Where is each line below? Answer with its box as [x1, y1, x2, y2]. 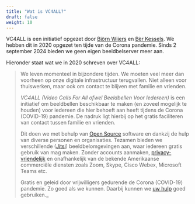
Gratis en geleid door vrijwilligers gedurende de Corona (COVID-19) [20, 179, 183, 186]
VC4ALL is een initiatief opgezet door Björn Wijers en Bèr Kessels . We [6, 36, 175, 43]
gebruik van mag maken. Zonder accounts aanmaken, [20, 149, 151, 156]
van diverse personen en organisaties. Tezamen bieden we [20, 137, 162, 144]
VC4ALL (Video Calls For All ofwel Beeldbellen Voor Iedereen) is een [20, 94, 186, 101]
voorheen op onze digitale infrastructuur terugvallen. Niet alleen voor [20, 77, 187, 84]
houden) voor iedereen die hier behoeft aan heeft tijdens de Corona [20, 106, 183, 114]
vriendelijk [20, 155, 46, 162]
